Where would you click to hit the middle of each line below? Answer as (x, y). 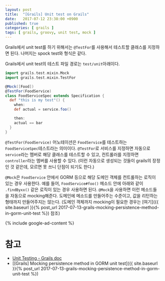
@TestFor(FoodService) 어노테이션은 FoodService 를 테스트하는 (66, 142)
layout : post (18, 10)
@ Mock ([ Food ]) (20, 87)
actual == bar (28, 123)
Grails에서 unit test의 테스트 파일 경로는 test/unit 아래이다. (63, 64)
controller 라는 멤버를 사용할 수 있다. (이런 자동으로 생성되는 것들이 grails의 (78, 160)
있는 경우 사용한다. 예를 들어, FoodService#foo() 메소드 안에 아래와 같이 (74, 183)
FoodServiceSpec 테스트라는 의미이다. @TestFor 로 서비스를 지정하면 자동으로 (78, 148)
